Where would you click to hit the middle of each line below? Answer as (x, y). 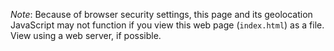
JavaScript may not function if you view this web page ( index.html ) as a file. (167, 25)
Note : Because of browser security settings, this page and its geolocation (161, 14)
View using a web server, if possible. (86, 35)
